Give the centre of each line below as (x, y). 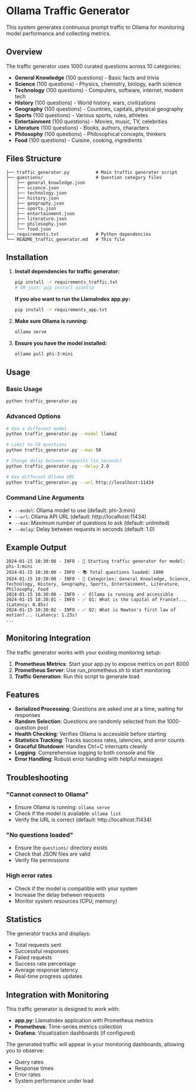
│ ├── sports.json (31, 208)
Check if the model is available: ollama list (68, 814)
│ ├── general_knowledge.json (46, 183)
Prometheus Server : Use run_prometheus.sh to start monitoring (92, 670)
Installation (27, 257)
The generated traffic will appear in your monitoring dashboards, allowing (95, 1045)
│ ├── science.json (33, 188)
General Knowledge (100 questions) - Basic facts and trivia (87, 77)
